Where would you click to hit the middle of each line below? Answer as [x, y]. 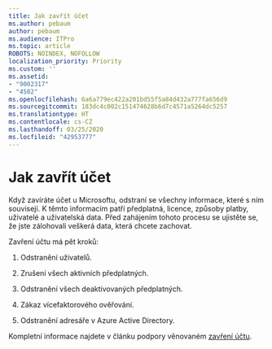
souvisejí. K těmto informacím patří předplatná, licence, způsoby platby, [129, 208]
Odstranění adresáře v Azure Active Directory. [97, 320]
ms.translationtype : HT [49, 115]
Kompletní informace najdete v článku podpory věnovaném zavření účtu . [130, 336]
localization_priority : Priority [65, 62]
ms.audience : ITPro [42, 39]
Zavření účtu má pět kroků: [54, 242]
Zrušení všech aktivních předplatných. [84, 273]
